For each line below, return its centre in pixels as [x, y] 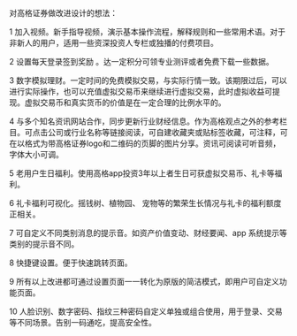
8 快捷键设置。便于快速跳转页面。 [71, 263]
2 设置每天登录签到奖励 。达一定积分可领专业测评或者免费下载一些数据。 [141, 61]
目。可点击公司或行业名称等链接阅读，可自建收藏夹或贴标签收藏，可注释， [145, 132]
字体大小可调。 [36, 154]
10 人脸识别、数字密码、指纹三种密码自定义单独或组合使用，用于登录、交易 [146, 311]
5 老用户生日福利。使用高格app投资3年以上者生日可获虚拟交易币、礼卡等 [142, 173]
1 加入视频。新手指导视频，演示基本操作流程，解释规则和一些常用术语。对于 [147, 32]
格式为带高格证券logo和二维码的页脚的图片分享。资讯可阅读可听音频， [152, 143]
